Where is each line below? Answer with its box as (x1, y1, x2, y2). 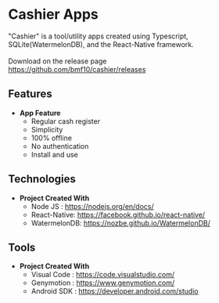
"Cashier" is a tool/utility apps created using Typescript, (8, 31, 189, 41)
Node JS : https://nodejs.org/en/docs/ (31, 201, 154, 211)
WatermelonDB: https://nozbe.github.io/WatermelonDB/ (31, 218, 211, 228)
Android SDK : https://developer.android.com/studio (31, 287, 199, 296)
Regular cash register (31, 116, 100, 126)
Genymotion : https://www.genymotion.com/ (31, 278, 174, 287)
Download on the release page (8, 56, 107, 66)
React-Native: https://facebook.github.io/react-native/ (31, 210, 206, 219)
